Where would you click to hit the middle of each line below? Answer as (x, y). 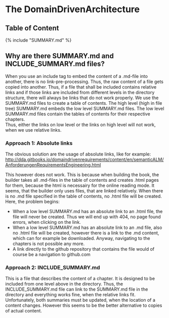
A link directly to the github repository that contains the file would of (83, 249)
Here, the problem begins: (32, 202)
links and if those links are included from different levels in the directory (80, 92)
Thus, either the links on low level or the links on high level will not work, (80, 125)
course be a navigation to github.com (52, 255)
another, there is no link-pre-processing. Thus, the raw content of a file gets (84, 82)
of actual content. (24, 311)
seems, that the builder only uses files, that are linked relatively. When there (84, 191)
